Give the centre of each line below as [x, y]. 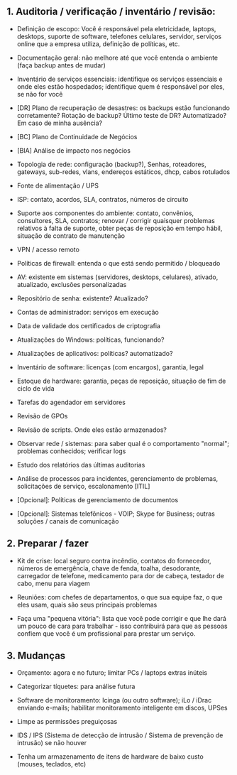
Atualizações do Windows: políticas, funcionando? [90, 340]
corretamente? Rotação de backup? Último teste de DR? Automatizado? [122, 115]
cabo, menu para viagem [53, 583]
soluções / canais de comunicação [68, 521]
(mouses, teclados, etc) [51, 764]
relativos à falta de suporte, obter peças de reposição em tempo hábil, [120, 228]
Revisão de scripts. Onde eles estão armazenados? [92, 430]
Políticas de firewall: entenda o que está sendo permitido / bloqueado [118, 263]
